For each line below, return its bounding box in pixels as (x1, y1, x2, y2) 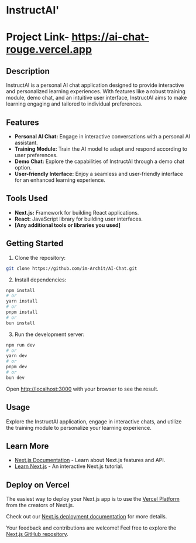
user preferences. (14, 152, 58, 158)
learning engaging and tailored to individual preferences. (6, 100, 143, 107)
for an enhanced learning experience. (14, 177, 105, 184)
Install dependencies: (14, 276, 67, 283)
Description (6, 66, 50, 76)
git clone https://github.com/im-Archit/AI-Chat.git (6, 265, 137, 271)
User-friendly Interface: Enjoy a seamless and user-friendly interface (14, 171, 183, 177)
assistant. (14, 139, 38, 146)
